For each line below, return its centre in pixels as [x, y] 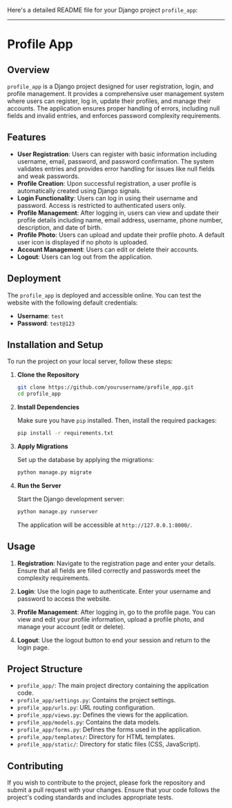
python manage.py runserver [57, 511]
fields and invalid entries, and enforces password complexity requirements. [114, 116]
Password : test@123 [46, 323]
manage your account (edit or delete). [71, 626]
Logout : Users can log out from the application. [85, 257]
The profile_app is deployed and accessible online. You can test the [104, 295]
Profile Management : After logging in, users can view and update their [118, 213]
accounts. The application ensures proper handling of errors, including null [114, 108]
